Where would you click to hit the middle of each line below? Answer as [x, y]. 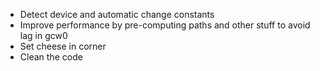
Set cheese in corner [63, 46]
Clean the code [51, 57]
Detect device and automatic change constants [117, 14]
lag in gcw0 [43, 35]
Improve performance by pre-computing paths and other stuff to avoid [165, 25]
